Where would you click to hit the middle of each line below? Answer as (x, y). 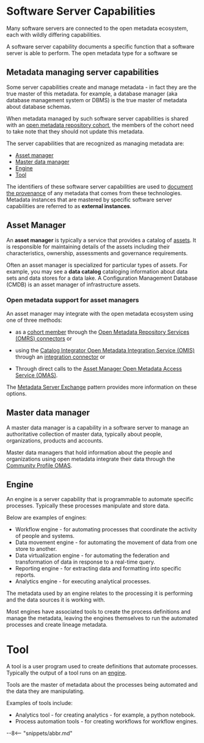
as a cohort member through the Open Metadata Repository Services (102, 332)
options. (17, 394)
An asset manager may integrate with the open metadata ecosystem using (100, 313)
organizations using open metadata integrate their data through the (91, 459)
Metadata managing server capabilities (83, 73)
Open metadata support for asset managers (73, 300)
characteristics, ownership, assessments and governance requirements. (97, 253)
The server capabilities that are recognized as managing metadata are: (95, 143)
